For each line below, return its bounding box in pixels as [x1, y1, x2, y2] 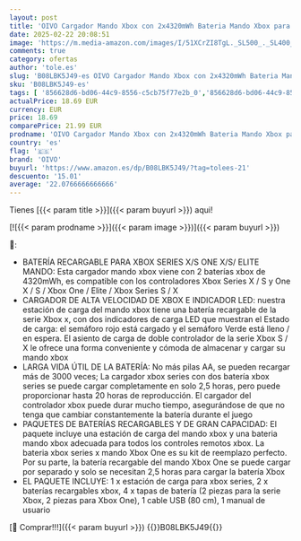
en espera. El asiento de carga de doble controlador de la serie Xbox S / [21, 333, 288, 344]
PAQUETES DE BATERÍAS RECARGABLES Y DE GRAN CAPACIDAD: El [21, 419, 278, 430]
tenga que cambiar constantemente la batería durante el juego [21, 409, 254, 420]
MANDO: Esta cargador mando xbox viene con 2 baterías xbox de [21, 266, 266, 277]
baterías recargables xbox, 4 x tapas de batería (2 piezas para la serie [21, 485, 281, 496]
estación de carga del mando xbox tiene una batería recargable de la [21, 304, 277, 315]
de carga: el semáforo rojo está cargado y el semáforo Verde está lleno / [21, 324, 290, 335]
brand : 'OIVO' [9, 154, 63, 164]
